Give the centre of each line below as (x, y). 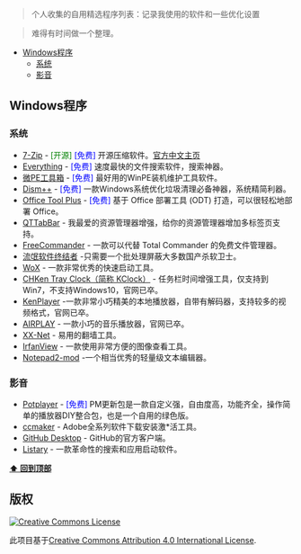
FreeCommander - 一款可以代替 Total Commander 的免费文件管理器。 (151, 245)
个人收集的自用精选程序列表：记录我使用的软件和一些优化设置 (146, 14)
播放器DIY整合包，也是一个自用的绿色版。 (116, 415)
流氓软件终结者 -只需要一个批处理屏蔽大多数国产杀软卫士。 (132, 256)
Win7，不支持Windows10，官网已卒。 (93, 290)
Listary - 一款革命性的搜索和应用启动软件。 (102, 449)
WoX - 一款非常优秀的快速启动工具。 (90, 267)
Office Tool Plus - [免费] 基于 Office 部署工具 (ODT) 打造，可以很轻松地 (153, 200)
